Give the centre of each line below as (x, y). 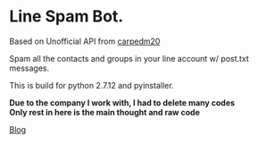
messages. (29, 68)
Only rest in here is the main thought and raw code (105, 112)
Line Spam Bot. (67, 17)
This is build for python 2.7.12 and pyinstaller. (92, 85)
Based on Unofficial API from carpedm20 (85, 41)
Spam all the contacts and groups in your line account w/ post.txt (129, 58)
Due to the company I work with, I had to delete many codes (122, 102)
